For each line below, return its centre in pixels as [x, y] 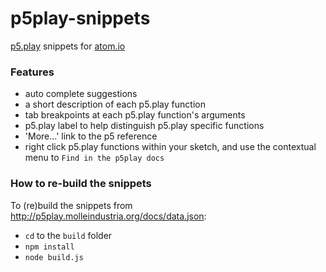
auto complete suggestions [81, 94]
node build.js [54, 257]
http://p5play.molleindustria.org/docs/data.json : [108, 216]
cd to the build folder [68, 235]
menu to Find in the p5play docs [94, 158]
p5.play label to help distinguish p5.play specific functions [144, 126]
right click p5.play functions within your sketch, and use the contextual [170, 147]
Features [32, 72]
